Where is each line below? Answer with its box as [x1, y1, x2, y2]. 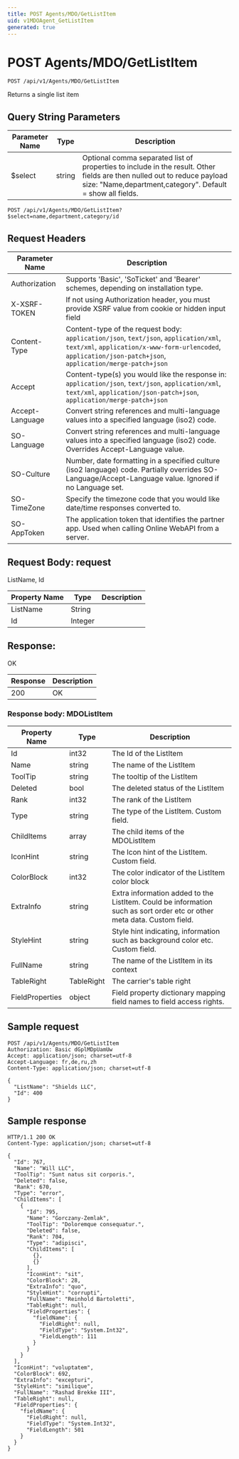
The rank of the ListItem [111, 794, 192, 804]
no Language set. [65, 482, 124, 492]
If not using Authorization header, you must [65, 295, 211, 305]
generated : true [7, 23, 55, 31]
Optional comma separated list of [82, 153, 193, 163]
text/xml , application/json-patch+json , [65, 387, 199, 397]
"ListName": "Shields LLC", [14, 1083, 97, 1090]
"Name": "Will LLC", [14, 1165, 75, 1172]
